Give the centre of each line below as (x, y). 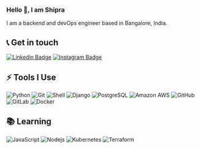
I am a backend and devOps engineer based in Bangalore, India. (87, 23)
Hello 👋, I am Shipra (36, 10)
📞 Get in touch (32, 42)
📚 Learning (29, 122)
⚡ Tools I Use (31, 77)
